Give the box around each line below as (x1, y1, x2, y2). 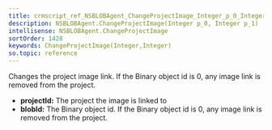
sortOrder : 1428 (8, 34, 63, 43)
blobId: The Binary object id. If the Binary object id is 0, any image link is (19, 104, 262, 114)
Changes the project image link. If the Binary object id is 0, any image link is (8, 72, 261, 81)
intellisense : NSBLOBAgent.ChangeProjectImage (8, 27, 168, 35)
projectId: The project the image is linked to (19, 96, 168, 105)
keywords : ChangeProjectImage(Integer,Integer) (8, 42, 172, 50)
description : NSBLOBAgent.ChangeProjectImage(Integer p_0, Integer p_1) (8, 19, 259, 27)
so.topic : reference (8, 49, 79, 57)
